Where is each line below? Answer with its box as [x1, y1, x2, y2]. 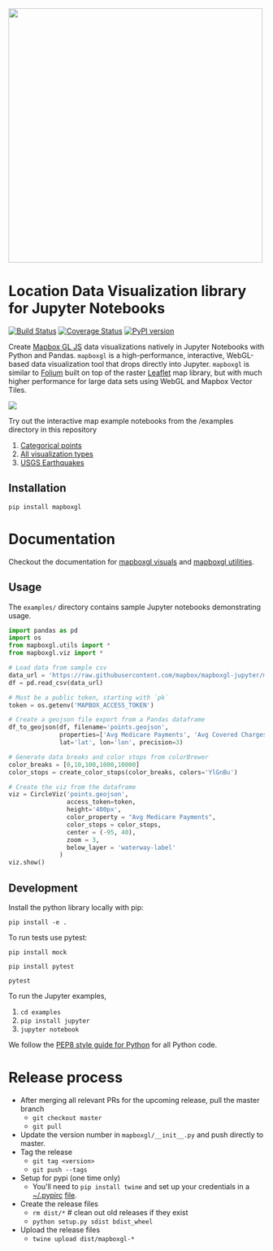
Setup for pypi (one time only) [19, 1173, 120, 1183]
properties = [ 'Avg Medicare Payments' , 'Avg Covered [59, 731, 238, 739]
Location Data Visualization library [8, 282, 247, 300]
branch [19, 1104, 45, 1114]
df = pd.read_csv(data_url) [8, 678, 104, 687]
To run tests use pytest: [8, 932, 88, 942]
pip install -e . [8, 918, 67, 926]
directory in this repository [8, 425, 97, 434]
